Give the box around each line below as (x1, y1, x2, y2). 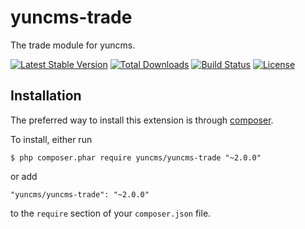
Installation (10, 87, 82, 105)
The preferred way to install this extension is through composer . (10, 114, 274, 126)
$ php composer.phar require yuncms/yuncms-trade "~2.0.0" (10, 152, 262, 163)
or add (10, 170, 38, 182)
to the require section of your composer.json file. (10, 207, 212, 219)
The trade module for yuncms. (10, 39, 136, 51)
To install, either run (10, 133, 93, 145)
